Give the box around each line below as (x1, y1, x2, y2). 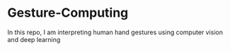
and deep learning (7, 35, 61, 43)
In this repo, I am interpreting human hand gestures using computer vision (7, 28, 223, 36)
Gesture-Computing (7, 5, 129, 21)
